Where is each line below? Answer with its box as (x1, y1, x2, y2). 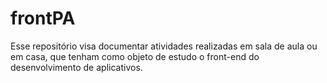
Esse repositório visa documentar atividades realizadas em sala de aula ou (10, 40, 318, 52)
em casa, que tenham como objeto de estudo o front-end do (10, 50, 260, 62)
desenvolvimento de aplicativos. (10, 61, 143, 73)
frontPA (10, 7, 76, 30)
